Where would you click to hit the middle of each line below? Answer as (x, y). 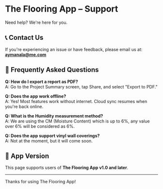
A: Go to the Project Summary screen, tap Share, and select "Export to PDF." (81, 86)
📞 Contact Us (24, 38)
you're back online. (24, 106)
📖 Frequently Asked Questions (52, 70)
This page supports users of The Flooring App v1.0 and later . (67, 168)
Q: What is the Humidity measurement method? (54, 116)
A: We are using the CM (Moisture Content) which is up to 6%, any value (77, 121)
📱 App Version (27, 156)
